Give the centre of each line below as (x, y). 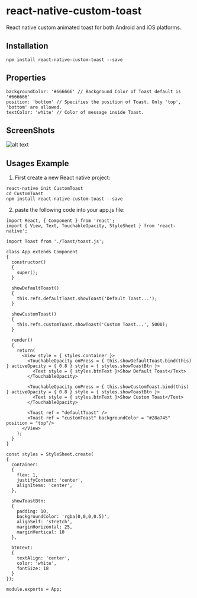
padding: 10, (33, 511)
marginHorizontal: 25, (45, 527)
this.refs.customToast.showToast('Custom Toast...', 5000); (92, 325)
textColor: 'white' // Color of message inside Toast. (75, 112)
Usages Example (38, 163)
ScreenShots (30, 130)
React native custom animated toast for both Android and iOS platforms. (94, 27)
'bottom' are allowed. (34, 107)
